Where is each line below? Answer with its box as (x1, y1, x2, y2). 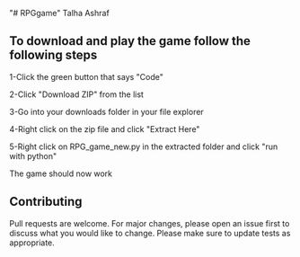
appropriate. (9, 237, 56, 248)
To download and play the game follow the (9, 33, 251, 49)
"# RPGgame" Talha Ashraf (9, 8, 110, 18)
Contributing (9, 194, 83, 209)
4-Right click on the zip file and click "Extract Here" (9, 123, 200, 134)
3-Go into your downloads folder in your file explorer (9, 106, 204, 117)
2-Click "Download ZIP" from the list (9, 89, 144, 100)
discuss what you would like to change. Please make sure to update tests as (9, 227, 291, 238)
